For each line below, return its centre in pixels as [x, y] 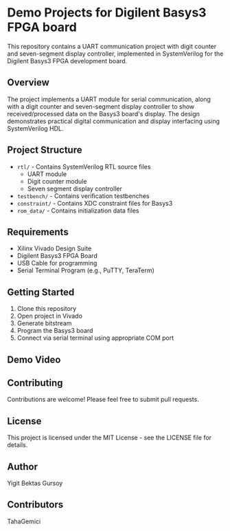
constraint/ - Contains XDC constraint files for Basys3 [95, 203]
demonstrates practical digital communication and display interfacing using [114, 121]
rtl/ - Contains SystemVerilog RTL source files [84, 166]
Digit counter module [57, 181]
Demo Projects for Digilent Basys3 [107, 13]
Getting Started [41, 292]
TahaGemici [24, 521]
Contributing [35, 383]
